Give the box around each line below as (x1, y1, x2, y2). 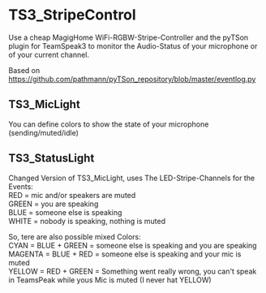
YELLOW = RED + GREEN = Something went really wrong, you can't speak (8, 266, 257, 276)
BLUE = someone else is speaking (8, 207, 122, 217)
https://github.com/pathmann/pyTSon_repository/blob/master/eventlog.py (8, 74, 256, 84)
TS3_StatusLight (8, 152, 95, 166)
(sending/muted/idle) (8, 127, 79, 137)
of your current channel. (8, 50, 90, 59)
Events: (8, 181, 34, 192)
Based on (8, 65, 41, 75)
